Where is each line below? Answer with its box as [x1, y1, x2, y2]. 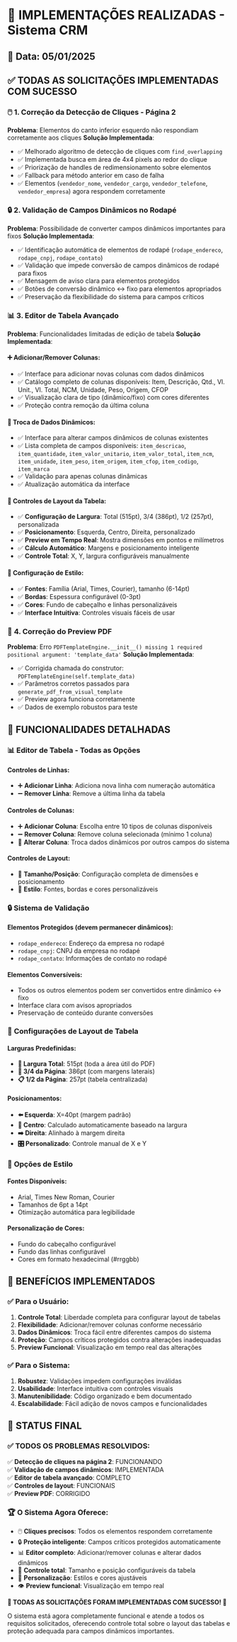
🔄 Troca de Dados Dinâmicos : [7, 418, 96, 426]
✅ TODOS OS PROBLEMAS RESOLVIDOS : [7, 1441, 151, 1451]
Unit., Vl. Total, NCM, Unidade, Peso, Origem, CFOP [17, 386, 168, 394]
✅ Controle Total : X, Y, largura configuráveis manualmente [17, 552, 190, 560]
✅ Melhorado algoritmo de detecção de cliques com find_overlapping [17, 147, 223, 156]
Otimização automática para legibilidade [17, 1207, 136, 1216]
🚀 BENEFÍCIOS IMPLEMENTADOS [7, 1275, 156, 1288]
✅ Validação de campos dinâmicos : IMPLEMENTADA [7, 1465, 164, 1474]
